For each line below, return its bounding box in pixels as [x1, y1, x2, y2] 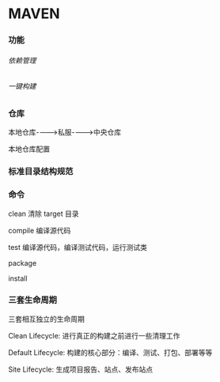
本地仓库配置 [8, 144, 50, 154]
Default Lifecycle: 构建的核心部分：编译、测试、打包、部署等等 [8, 347, 213, 357]
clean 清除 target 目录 [8, 209, 79, 218]
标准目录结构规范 [8, 166, 74, 177]
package [8, 258, 37, 267]
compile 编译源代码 [8, 225, 71, 235]
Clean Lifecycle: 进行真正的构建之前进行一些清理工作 [8, 331, 180, 340]
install [8, 274, 28, 283]
